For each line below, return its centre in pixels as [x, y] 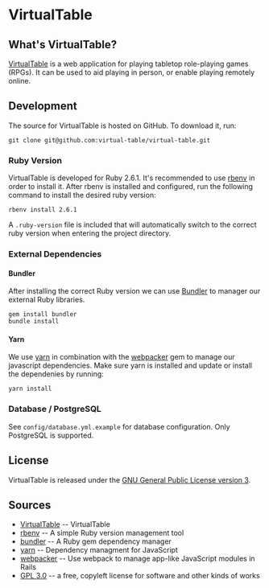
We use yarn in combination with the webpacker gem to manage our [122, 357]
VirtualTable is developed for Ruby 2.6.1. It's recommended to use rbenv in [132, 178]
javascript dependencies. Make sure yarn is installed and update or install [130, 366]
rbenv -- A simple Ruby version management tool [102, 533]
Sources [30, 505]
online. [19, 81]
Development [43, 106]
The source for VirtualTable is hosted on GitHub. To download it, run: [122, 125]
